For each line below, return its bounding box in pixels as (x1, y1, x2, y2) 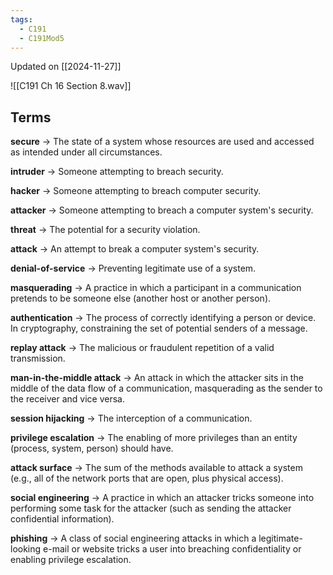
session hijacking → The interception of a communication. (10, 412, 253, 425)
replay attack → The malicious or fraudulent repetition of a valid (10, 342, 275, 354)
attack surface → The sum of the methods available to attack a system (10, 462, 303, 474)
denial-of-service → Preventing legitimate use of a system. (10, 262, 257, 275)
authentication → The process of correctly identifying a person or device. (10, 312, 317, 324)
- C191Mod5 (19, 33, 65, 43)
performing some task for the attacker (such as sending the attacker (10, 502, 292, 515)
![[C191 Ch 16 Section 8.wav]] (10, 80, 132, 92)
